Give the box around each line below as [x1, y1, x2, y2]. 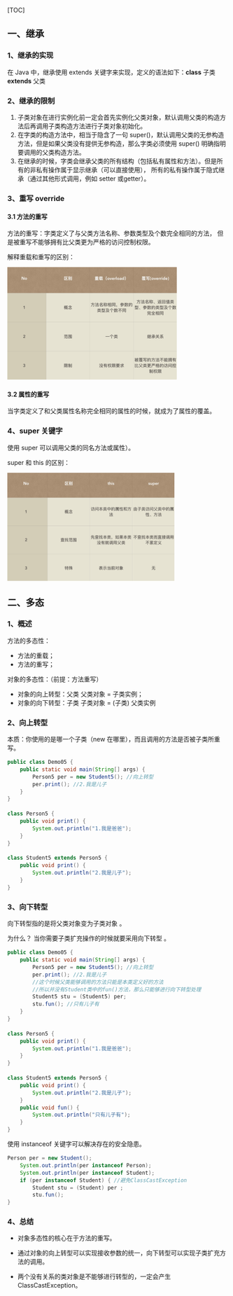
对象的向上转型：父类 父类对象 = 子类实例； [17, 690, 143, 698]
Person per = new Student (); [7, 1155, 92, 1162]
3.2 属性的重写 [7, 390, 50, 398]
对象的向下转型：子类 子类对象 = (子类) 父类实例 [17, 698, 156, 706]
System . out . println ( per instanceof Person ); [20, 1162, 152, 1169]
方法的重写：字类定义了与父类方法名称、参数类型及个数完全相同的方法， [7, 229, 216, 237]
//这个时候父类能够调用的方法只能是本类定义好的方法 [32, 978, 164, 986]
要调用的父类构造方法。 [17, 148, 85, 156]
